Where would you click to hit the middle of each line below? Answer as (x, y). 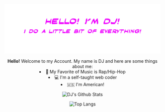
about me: (82, 66)
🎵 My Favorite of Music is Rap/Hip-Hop (85, 72)
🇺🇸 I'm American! (86, 84)
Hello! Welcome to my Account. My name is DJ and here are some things (82, 61)
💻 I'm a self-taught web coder (86, 77)
